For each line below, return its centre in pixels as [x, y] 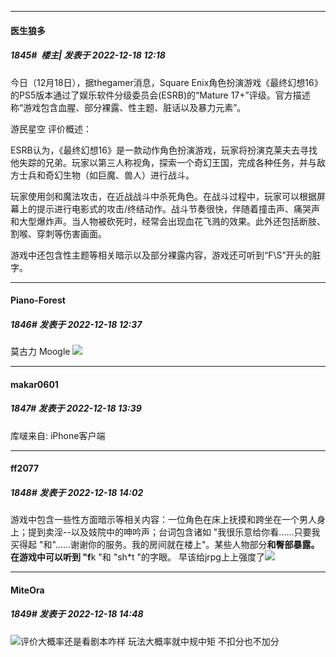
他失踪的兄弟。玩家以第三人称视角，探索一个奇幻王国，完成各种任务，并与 [163, 162]
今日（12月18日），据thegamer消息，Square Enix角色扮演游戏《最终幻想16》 [166, 82]
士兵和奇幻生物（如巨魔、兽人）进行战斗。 [106, 175]
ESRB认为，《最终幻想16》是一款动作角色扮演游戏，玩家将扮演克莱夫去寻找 [164, 150]
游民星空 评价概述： [51, 128]
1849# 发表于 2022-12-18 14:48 [77, 614]
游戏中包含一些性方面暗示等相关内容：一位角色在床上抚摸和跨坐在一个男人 [163, 520]
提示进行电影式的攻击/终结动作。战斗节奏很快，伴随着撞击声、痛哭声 [178, 208]
